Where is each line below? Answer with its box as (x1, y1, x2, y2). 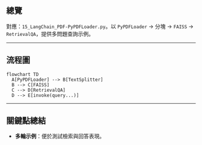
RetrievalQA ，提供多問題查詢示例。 (6, 30, 94, 37)
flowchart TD (6, 71, 39, 77)
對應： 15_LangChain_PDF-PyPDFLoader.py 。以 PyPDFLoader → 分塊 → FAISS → (6, 23, 194, 30)
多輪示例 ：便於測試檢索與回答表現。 (14, 132, 105, 140)
